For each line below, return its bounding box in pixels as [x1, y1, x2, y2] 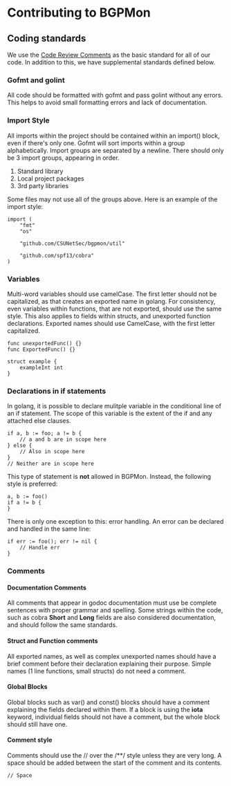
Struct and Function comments [7, 637, 98, 645]
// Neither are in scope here [7, 460, 95, 468]
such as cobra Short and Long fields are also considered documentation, [7, 614, 216, 622]
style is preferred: [7, 479, 58, 488]
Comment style [7, 735, 53, 744]
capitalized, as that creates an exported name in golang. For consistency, [7, 297, 216, 305]
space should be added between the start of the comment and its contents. [7, 758, 223, 767]
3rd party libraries [17, 181, 69, 190]
